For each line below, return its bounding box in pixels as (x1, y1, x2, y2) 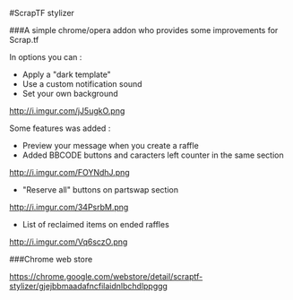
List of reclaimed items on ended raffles (22, 219, 170, 229)
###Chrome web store (9, 254, 93, 264)
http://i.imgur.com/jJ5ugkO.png (9, 106, 125, 116)
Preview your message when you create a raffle (22, 141, 199, 150)
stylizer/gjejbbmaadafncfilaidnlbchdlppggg (9, 281, 168, 291)
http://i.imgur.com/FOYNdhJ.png (9, 167, 130, 177)
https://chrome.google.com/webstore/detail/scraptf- (9, 271, 203, 281)
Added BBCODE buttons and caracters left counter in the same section (22, 150, 284, 160)
